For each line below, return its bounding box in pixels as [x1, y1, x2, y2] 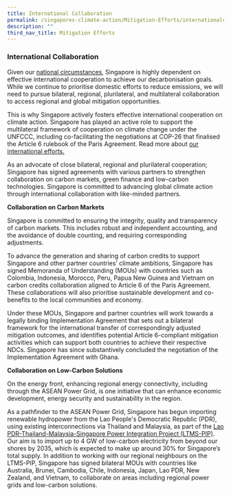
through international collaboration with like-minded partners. [7, 189, 181, 198]
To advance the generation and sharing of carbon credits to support [7, 251, 200, 260]
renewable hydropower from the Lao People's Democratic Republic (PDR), [7, 415, 217, 423]
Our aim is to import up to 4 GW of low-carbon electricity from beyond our [7, 437, 218, 445]
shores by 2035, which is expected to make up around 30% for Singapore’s [7, 444, 221, 452]
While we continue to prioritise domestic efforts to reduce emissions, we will [7, 82, 223, 90]
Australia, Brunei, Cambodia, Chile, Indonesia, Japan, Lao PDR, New [7, 466, 200, 474]
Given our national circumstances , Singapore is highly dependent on [7, 68, 201, 76]
